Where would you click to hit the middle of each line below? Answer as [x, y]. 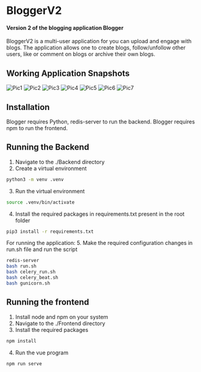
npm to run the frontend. [37, 128]
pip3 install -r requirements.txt [50, 232]
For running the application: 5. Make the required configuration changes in [100, 243]
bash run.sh [21, 266]
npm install [21, 341]
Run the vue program [42, 353]
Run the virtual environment [50, 191]
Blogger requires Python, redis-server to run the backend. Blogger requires [100, 122]
